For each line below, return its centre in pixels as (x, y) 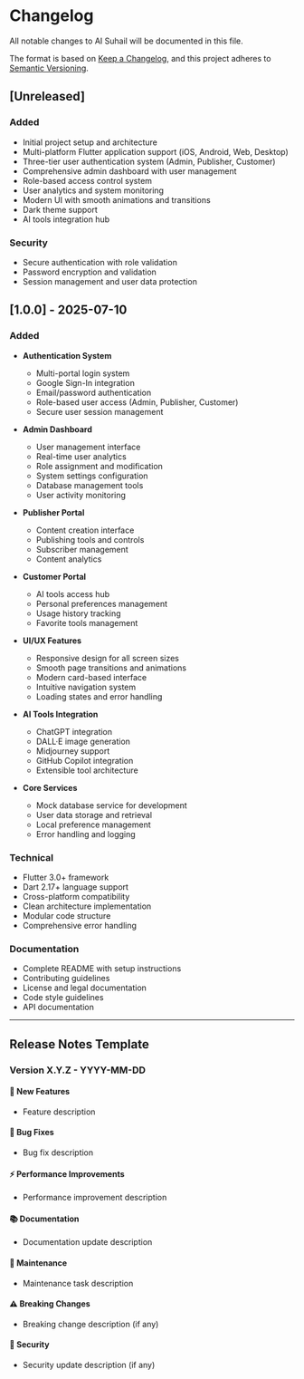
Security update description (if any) (89, 1365)
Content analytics (69, 559)
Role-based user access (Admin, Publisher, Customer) (137, 402)
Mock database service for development (111, 805)
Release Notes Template (79, 1044)
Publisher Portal (53, 512)
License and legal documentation (85, 988)
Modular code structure (66, 915)
